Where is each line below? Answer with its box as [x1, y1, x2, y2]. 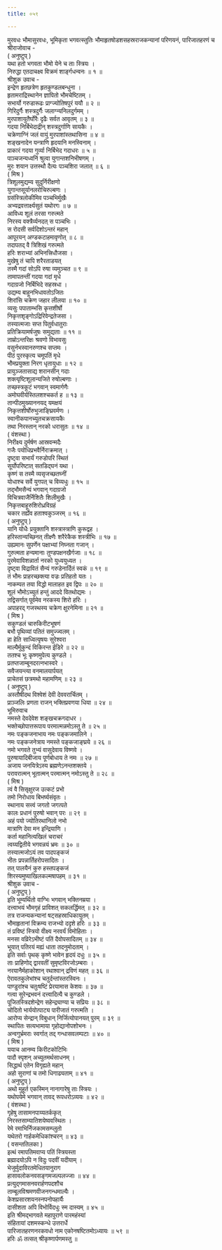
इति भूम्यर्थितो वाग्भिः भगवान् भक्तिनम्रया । [7, 895, 97, 904]
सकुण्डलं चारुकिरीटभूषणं [7, 619, 61, 627]
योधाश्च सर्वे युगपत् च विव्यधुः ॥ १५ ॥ [7, 477, 90, 486]
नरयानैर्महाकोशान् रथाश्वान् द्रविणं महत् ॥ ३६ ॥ [7, 966, 109, 974]
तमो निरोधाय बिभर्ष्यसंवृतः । [7, 793, 67, 801]
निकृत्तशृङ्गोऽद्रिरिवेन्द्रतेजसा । [7, 311, 72, 320]
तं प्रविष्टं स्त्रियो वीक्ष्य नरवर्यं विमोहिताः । [7, 927, 93, 935]
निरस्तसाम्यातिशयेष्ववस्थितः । [7, 1116, 72, 1125]
